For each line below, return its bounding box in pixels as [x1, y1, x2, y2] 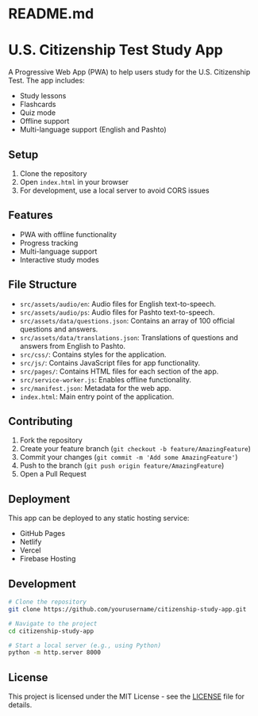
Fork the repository [19, 435, 83, 445]
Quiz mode [19, 108, 56, 117]
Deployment [8, 492, 71, 506]
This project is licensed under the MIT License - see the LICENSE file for [8, 691, 245, 702]
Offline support [19, 117, 70, 126]
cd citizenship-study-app [8, 627, 94, 635]
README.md [8, 5, 94, 23]
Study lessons [19, 91, 67, 101]
